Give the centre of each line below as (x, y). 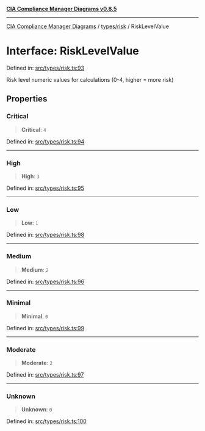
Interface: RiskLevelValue (73, 51)
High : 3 (30, 176)
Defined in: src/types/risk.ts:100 (46, 421)
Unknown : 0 (37, 410)
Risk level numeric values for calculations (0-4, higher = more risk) (90, 79)
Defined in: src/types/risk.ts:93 (45, 68)
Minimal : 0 (34, 316)
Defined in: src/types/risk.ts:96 (45, 281)
